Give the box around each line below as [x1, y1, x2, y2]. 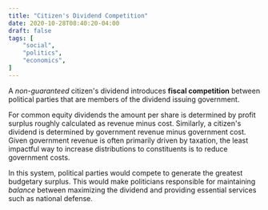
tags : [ [8, 34, 34, 42]
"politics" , [22, 49, 62, 57]
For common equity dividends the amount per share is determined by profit [8, 110, 256, 119]
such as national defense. [8, 193, 94, 203]
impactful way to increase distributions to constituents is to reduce [8, 143, 228, 153]
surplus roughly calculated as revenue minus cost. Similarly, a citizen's [8, 118, 242, 128]
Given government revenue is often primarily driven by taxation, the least [8, 135, 249, 145]
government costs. [8, 152, 70, 162]
